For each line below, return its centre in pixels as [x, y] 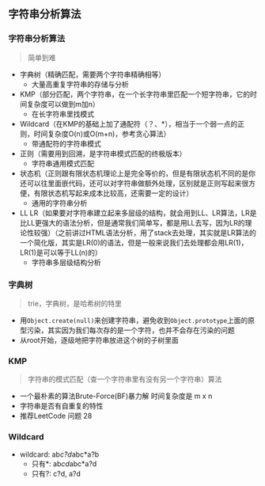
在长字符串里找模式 [63, 114]
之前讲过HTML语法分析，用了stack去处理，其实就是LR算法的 [157, 233]
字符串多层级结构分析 [66, 262]
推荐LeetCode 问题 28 [56, 416]
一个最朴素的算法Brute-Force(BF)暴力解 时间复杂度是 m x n [116, 396]
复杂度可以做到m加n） [63, 104]
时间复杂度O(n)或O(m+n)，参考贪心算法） [102, 134]
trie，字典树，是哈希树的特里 [75, 303]
